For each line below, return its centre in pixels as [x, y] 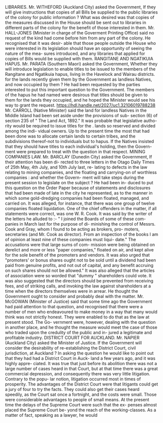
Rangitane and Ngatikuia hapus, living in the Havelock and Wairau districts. [80, 74]
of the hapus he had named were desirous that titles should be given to [76, 95]
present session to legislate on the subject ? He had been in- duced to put [79, 183]
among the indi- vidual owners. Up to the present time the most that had [77, 131]
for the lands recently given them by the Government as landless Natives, [79, 79]
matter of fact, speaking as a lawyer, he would [51, 415]
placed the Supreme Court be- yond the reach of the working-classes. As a [81, 410]
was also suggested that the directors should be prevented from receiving [79, 281]
